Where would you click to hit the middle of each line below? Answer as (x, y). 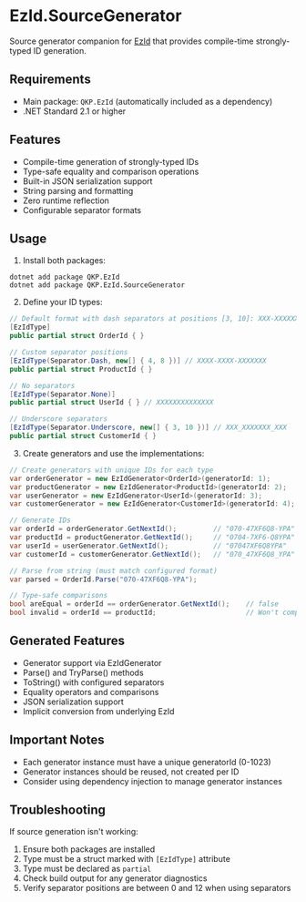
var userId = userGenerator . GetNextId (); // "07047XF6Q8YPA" (148, 546)
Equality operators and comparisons (91, 692)
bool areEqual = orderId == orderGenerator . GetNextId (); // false (144, 604)
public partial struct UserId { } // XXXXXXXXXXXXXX (112, 403)
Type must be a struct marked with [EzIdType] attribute (126, 859)
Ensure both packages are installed (89, 849)
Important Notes (57, 740)
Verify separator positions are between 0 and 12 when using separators (157, 888)
